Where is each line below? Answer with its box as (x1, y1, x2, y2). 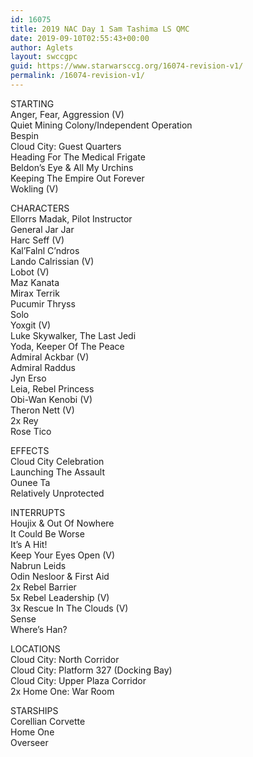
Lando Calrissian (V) (10, 255, 95, 267)
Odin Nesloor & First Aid (10, 570, 110, 582)
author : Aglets (10, 42, 74, 53)
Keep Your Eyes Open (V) (10, 549, 116, 561)
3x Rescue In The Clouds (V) (10, 602, 129, 614)
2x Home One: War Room (10, 685, 115, 697)
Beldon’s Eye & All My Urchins (10, 161, 134, 173)
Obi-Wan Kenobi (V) (10, 393, 93, 405)
